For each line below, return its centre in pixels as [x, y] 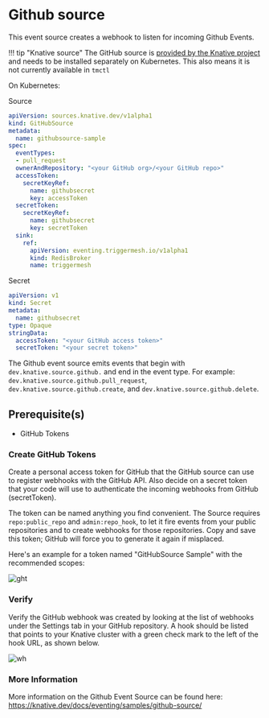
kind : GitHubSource [41, 123]
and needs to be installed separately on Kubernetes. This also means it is [129, 61]
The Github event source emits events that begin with [97, 363]
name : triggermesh [60, 266]
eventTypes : [36, 153]
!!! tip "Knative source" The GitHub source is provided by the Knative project [134, 52]
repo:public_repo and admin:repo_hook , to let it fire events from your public [132, 522]
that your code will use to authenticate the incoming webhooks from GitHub [133, 489]
